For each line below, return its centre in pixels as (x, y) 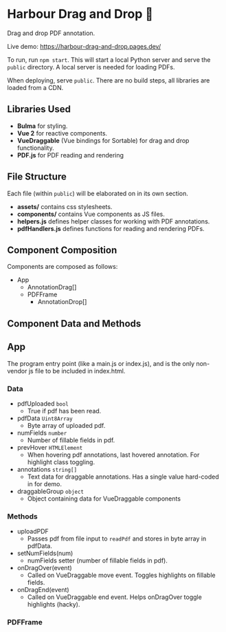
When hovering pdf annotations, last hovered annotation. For (113, 455)
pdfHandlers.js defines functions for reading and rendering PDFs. (111, 228)
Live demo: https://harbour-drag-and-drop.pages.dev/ (84, 46)
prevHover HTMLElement (50, 447)
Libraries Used (39, 109)
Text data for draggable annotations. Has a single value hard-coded (123, 477)
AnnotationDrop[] (62, 302)
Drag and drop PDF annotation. (51, 33)
